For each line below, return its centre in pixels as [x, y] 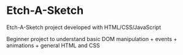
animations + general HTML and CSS [53, 45]
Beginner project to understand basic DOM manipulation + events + [92, 39]
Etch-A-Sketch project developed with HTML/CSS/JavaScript [84, 27]
